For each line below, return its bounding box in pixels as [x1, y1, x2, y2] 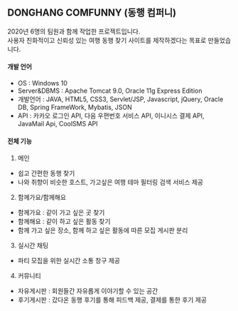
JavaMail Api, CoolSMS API [17, 120, 98, 128]
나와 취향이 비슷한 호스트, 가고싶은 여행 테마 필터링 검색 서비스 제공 [17, 178, 204, 187]
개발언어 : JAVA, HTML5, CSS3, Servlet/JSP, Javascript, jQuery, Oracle [17, 95, 224, 103]
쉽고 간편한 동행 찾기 [17, 169, 75, 178]
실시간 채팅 [17, 241, 49, 250]
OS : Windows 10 [17, 79, 67, 88]
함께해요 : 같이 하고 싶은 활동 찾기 [17, 217, 111, 226]
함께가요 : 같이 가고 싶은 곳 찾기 [17, 208, 105, 217]
